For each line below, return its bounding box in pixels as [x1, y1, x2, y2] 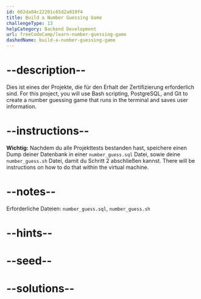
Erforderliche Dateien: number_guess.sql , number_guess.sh [6, 205, 150, 212]
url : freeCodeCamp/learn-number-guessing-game [6, 32, 127, 38]
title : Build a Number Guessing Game [6, 15, 102, 21]
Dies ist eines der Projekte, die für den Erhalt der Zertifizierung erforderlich [6, 83, 195, 91]
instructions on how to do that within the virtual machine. [6, 163, 149, 171]
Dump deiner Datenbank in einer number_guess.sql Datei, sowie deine [6, 150, 181, 158]
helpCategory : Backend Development [6, 26, 97, 32]
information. [6, 103, 37, 110]
